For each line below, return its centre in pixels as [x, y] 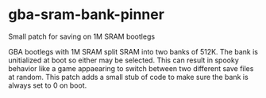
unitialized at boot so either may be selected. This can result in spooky [124, 60]
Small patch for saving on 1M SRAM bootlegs [82, 36]
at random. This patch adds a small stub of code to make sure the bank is [128, 77]
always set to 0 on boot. [48, 85]
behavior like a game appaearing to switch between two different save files [131, 68]
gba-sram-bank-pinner [87, 15]
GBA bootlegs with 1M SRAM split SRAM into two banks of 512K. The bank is [133, 51]
